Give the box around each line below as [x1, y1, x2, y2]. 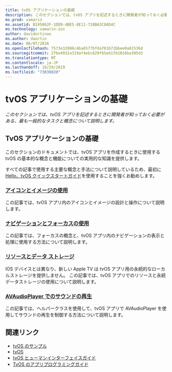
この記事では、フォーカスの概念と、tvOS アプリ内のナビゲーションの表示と [5, 232, 165, 239]
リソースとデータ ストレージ [5, 253, 75, 260]
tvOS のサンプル [12, 343, 47, 349]
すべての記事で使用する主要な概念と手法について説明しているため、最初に [5, 166, 162, 172]
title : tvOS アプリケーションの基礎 [5, 7, 75, 13]
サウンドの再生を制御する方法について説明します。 [18, 311, 126, 318]
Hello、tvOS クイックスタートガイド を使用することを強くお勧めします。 [5, 173, 158, 179]
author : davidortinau [5, 31, 52, 36]
